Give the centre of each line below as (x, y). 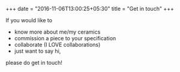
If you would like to (29, 20)
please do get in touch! (34, 63)
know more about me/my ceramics (57, 32)
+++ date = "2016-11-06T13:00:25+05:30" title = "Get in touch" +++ (90, 9)
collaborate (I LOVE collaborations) (57, 45)
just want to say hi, (37, 51)
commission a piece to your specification (65, 38)
